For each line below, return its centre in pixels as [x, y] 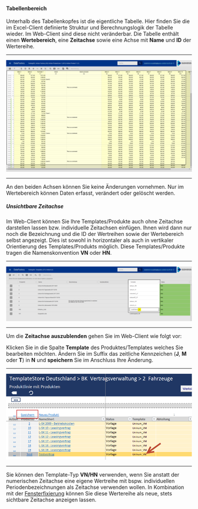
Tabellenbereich [27, 8]
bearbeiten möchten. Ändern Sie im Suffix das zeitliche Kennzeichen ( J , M [96, 354]
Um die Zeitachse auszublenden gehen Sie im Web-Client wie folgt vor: [94, 336]
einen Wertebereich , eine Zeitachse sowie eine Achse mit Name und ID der [99, 40]
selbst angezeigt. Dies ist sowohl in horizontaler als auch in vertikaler [90, 240]
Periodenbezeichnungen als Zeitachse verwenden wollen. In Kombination [95, 487]
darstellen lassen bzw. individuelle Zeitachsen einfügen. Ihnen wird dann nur [99, 228]
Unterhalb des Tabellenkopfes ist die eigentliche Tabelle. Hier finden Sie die [98, 21]
